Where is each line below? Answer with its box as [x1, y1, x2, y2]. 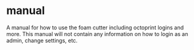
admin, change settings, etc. [6, 37, 78, 44]
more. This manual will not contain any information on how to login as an [6, 30, 189, 37]
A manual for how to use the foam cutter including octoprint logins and [6, 24, 184, 31]
